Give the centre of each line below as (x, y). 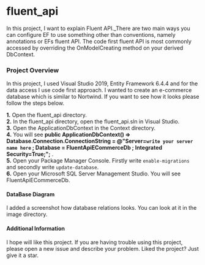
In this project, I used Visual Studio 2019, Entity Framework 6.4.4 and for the (102, 83)
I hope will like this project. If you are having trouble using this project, (95, 242)
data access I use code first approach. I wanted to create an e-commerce (99, 90)
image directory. (27, 214)
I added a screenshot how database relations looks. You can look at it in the (102, 208)
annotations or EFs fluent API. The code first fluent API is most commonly (99, 41)
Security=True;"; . (30, 154)
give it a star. (22, 255)
